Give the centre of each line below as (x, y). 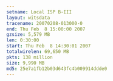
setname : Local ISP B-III (39, 12)
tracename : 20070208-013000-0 (45, 23)
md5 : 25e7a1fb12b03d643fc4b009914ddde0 (57, 69)
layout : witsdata (28, 18)
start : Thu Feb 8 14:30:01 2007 (49, 46)
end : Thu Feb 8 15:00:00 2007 (46, 29)
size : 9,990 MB (26, 63)
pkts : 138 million (29, 57)
